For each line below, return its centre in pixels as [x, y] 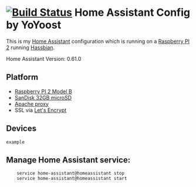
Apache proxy [31, 104]
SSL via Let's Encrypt [40, 110]
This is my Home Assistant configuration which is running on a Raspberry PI [98, 41]
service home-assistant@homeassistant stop [71, 174]
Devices [21, 129]
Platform [22, 77]
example [16, 142]
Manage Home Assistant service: [68, 160]
